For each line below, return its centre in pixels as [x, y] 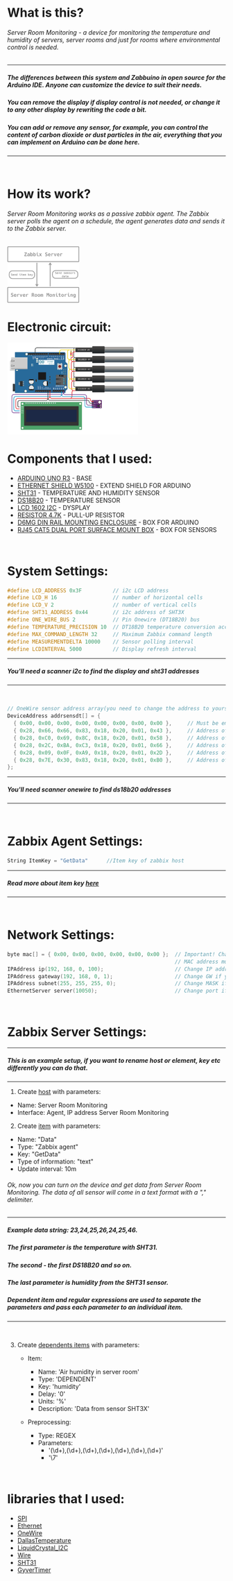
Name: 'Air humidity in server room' [89, 1371]
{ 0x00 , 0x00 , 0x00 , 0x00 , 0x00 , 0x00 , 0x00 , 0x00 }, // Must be [116, 724]
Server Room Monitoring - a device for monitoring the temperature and [109, 32]
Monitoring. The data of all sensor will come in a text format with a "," [107, 1192]
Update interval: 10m [47, 1169]
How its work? [49, 194]
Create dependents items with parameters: [78, 1344]
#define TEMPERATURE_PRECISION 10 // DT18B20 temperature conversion [111, 627]
